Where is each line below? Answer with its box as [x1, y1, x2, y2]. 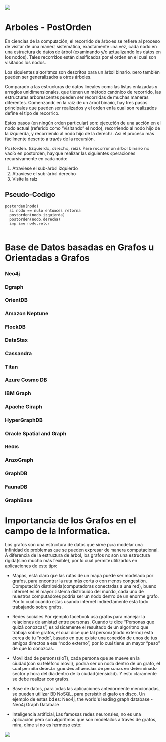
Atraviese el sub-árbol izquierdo [12, 165, 78, 171]
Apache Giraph [5, 403, 42, 410]
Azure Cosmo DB [5, 376, 47, 383]
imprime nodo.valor [9, 221, 50, 226]
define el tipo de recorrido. [5, 110, 60, 116]
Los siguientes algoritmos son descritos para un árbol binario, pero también [5, 69, 160, 74]
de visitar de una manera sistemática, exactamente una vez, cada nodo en [5, 43, 157, 49]
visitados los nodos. [5, 59, 46, 65]
